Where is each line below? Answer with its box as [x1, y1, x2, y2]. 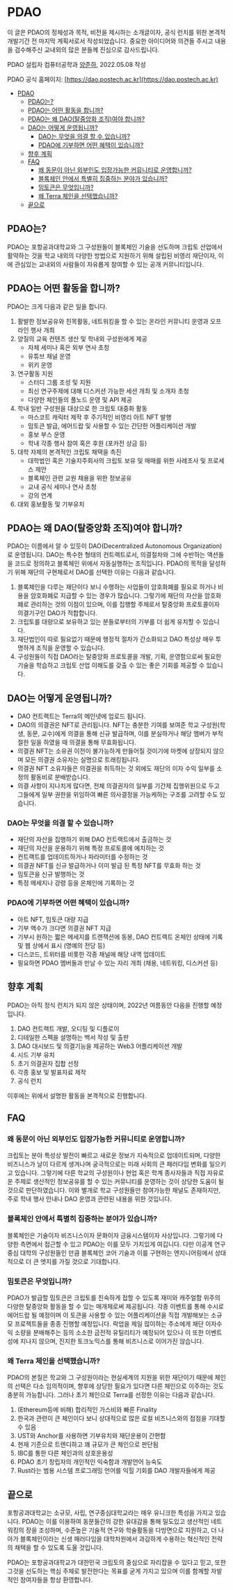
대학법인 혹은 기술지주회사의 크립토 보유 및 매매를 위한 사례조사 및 [27, 456, 207, 465]
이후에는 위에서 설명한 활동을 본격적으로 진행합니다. [7, 1091, 147, 1100]
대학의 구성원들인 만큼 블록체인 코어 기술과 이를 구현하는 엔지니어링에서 [19, 1248, 214, 1257]
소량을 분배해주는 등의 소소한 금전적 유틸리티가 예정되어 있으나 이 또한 [14, 1328, 204, 1336]
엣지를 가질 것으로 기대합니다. [40, 1257, 120, 1265]
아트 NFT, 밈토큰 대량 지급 [17, 915, 89, 923]
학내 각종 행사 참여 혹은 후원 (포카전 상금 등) [27, 439, 147, 447]
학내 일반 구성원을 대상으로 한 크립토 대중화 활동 [17, 404, 147, 412]
